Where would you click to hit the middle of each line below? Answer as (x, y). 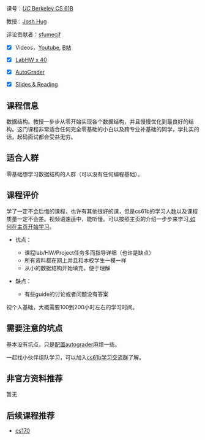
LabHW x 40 (31, 60)
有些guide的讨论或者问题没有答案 (66, 294)
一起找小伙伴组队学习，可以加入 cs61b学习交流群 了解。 (76, 357)
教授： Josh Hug (27, 21)
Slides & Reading (36, 85)
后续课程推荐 (31, 415)
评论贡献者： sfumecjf (34, 34)
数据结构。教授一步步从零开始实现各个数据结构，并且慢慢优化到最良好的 (97, 122)
